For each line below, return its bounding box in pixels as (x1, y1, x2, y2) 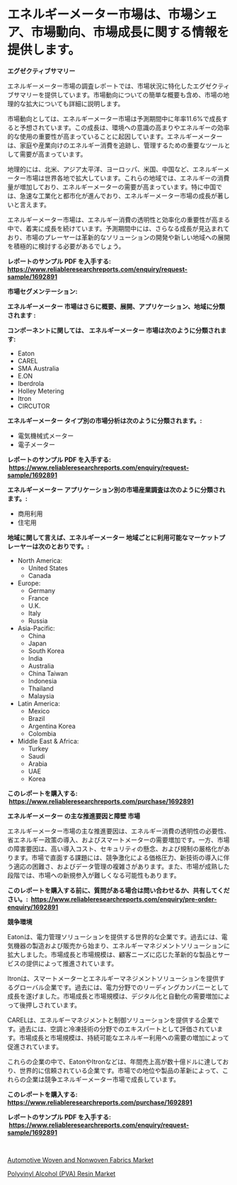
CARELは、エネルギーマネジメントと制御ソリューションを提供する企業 (7, 1016, 214, 1024)
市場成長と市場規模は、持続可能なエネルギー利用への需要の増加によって (18, 1033, 230, 1042)
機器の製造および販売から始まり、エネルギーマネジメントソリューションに (13, 941, 231, 950)
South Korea (28, 646, 65, 655)
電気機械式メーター (17, 431, 74, 440)
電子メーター (17, 440, 55, 448)
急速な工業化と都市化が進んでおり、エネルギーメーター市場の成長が (19, 191, 218, 200)
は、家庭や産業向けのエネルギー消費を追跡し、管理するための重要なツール (7, 141, 224, 149)
